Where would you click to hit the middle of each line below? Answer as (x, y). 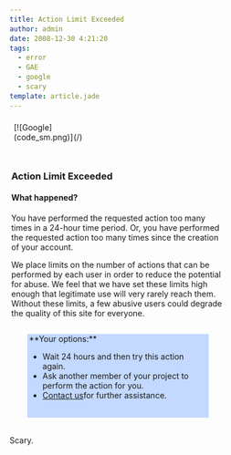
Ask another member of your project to (115, 376)
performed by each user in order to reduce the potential (116, 274)
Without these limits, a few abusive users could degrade (117, 304)
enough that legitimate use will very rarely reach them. (114, 294)
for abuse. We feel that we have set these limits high (110, 284)
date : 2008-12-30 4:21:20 (58, 38)
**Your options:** (63, 339)
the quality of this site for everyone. (78, 313)
